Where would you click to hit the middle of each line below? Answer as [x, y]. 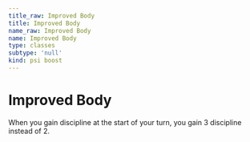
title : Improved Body [44, 23]
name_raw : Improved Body [50, 30]
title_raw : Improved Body [51, 16]
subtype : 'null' [35, 53]
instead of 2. [29, 131]
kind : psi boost [35, 61]
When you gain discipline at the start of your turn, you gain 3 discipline [125, 122]
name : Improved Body [43, 38]
